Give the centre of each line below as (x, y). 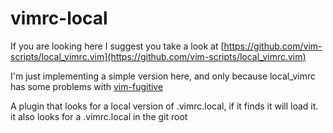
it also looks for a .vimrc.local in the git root (99, 116)
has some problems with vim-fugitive (87, 86)
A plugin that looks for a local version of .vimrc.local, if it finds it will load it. (164, 106)
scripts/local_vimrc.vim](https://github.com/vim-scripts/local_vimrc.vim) (158, 56)
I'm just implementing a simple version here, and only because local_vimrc (163, 76)
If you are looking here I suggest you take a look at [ (117, 46)
